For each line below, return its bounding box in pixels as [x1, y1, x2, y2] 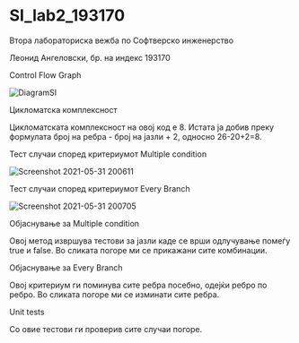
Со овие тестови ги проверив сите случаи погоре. [9, 323, 203, 334]
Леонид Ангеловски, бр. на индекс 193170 [9, 52, 171, 63]
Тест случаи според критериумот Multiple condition [9, 149, 207, 159]
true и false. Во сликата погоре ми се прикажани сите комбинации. [9, 244, 268, 255]
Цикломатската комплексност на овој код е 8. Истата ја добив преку [9, 122, 275, 133]
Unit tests [9, 306, 45, 317]
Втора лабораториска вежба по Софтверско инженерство [9, 35, 234, 46]
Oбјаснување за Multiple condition [9, 218, 140, 228]
